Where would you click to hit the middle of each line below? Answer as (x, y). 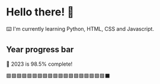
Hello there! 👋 (40, 12)
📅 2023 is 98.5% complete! (39, 64)
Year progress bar (40, 50)
